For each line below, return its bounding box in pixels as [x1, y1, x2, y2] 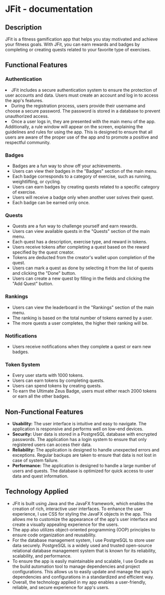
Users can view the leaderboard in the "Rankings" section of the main [12, 304, 154, 310]
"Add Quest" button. [12, 281, 54, 287]
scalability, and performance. [12, 553, 72, 558]
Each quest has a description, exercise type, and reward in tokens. [12, 239, 148, 245]
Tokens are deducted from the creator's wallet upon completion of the [12, 255, 155, 260]
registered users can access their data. [12, 442, 92, 447]
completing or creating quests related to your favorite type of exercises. [5, 47, 151, 52]
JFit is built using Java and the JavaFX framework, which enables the [12, 500, 154, 506]
